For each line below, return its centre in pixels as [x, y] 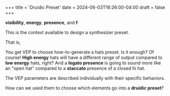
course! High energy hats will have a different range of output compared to [84, 57]
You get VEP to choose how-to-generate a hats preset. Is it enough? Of [80, 52]
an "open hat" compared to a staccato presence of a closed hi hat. [75, 68]
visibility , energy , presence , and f [42, 23]
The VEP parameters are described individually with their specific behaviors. [85, 78]
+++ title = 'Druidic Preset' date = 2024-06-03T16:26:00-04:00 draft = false [85, 7]
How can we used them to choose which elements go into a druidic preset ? [84, 88]
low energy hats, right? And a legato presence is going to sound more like [83, 63]
